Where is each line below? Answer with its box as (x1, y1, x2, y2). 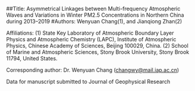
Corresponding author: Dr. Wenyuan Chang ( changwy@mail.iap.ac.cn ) (6, 66, 179, 74)
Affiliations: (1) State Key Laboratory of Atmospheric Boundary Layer (6, 29, 174, 37)
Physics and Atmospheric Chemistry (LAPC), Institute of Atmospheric (6, 36, 177, 43)
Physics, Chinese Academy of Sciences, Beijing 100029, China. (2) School (6, 42, 189, 49)
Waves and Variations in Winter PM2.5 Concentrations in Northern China (6, 11, 184, 19)
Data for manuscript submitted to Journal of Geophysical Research (6, 78, 171, 85)
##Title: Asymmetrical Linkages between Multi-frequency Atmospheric (6, 5, 181, 12)
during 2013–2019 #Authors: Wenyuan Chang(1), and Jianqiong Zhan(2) (6, 18, 182, 25)
